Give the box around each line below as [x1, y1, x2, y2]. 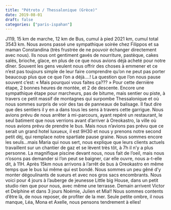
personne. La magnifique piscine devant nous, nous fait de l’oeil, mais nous [5, 150, 164, 156]
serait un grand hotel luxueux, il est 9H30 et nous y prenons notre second [5, 129, 162, 135]
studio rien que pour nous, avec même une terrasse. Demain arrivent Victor [5, 183, 165, 189]
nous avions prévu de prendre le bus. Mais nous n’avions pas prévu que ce [5, 123, 164, 129]
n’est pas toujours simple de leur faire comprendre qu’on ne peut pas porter [5, 69, 165, 75]
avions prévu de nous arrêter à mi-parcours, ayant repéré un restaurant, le [5, 112, 163, 118]
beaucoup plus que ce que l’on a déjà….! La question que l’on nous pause [5, 74, 161, 80]
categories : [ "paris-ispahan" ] [5, 22, 72, 27]
